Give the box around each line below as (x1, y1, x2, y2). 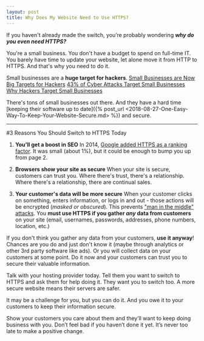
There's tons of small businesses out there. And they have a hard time (6, 98, 182, 106)
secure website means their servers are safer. (6, 285, 121, 292)
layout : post (6, 8, 39, 15)
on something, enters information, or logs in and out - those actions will (15, 197, 194, 204)
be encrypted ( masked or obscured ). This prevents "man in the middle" (15, 203, 194, 210)
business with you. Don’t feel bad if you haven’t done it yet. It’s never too (6, 321, 188, 328)
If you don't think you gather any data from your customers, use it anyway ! (6, 234, 194, 241)
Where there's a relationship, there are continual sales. (15, 178, 152, 186)
